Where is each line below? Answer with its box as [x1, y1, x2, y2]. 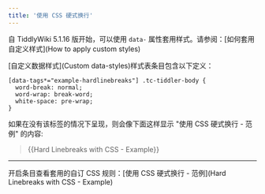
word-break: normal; [15, 84, 83, 91]
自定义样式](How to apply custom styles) [8, 44, 141, 54]
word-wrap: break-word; [15, 90, 93, 99]
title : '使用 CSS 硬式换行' [8, 11, 93, 20]
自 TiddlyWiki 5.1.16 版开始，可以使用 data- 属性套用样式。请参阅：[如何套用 [8, 34, 255, 43]
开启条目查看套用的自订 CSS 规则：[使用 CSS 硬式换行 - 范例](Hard [8, 168, 226, 177]
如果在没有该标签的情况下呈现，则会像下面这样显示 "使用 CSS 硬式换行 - [8, 119, 244, 129]
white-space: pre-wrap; [15, 97, 93, 105]
